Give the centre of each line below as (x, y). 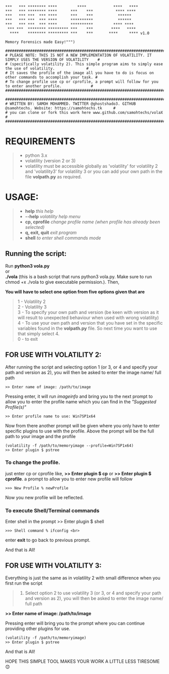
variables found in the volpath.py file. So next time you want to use (87, 328)
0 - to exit (28, 339)
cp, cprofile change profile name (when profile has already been (93, 222)
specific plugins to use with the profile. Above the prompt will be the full (80, 431)
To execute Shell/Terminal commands (52, 510)
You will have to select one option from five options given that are (75, 291)
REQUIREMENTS (40, 141)
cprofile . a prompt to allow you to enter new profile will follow (69, 479)
